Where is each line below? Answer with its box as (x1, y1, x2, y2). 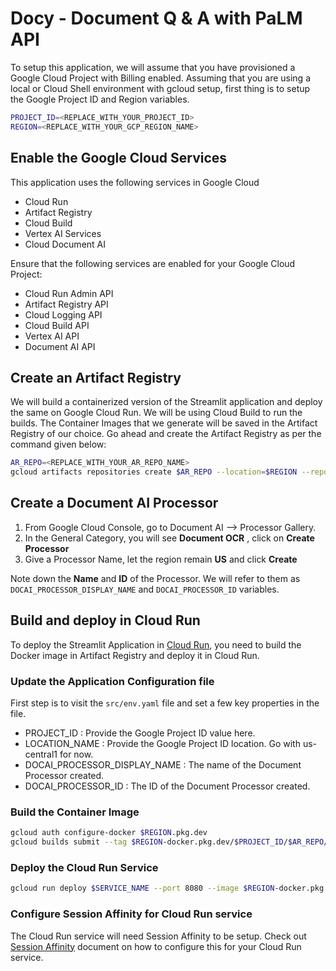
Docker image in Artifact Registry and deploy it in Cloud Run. (10, 649, 260, 661)
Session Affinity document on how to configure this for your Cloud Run (10, 940, 302, 952)
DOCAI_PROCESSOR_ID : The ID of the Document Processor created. (24, 780, 311, 792)
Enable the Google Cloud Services (10, 150, 228, 167)
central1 (24, 748, 58, 760)
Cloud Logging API (24, 308, 103, 321)
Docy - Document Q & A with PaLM (10, 7, 303, 30)
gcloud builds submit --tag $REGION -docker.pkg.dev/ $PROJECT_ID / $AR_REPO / (10, 837, 329, 847)
